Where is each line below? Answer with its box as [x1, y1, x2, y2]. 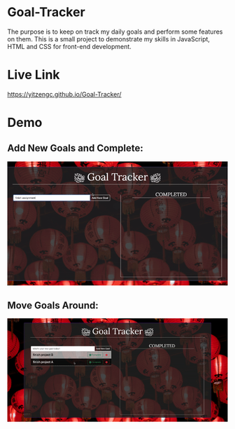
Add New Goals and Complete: [7, 142, 143, 154]
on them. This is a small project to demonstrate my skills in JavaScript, [7, 34, 211, 43]
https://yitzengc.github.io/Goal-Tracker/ [7, 90, 122, 98]
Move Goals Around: [7, 299, 99, 311]
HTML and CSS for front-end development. [7, 42, 131, 50]
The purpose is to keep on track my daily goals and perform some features [7, 27, 223, 36]
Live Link [7, 67, 61, 83]
